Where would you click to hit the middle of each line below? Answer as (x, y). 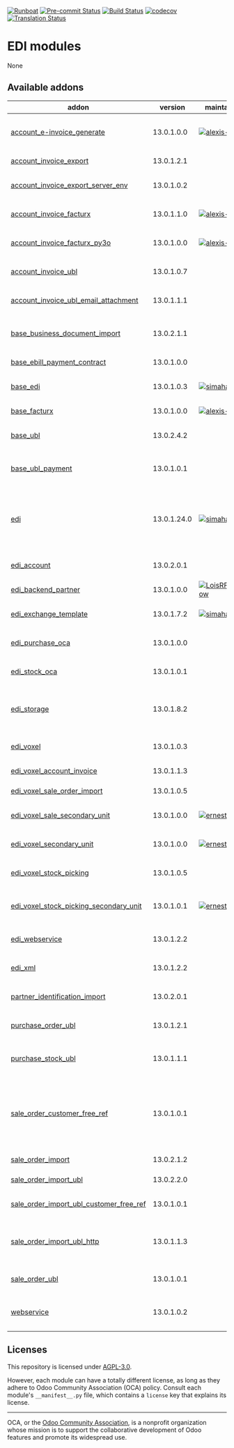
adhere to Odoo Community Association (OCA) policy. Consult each (104, 1387)
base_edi (25, 386)
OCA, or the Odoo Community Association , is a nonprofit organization (107, 1422)
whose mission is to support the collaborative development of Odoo (104, 1430)
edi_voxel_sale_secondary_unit (60, 815)
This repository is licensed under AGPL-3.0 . (70, 1366)
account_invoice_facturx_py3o (61, 243)
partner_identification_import (58, 996)
